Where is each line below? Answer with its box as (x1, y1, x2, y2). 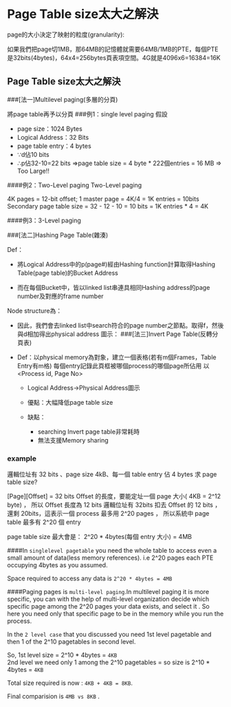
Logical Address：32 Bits (16, 133, 89, 141)
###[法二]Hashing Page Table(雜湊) (7, 231, 109, 239)
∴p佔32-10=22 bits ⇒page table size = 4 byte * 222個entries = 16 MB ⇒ (16, 159, 222, 167)
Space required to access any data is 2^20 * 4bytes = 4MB (7, 574, 173, 582)
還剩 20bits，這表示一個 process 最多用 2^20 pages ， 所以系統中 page (7, 509, 210, 518)
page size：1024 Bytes (16, 125, 82, 133)
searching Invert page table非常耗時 (37, 428, 140, 436)
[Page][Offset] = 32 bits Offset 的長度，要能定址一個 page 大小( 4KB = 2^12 (7, 492, 221, 500)
